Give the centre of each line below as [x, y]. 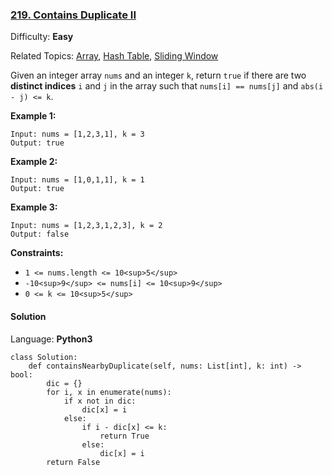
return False [73, 462]
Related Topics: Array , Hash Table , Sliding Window [114, 56]
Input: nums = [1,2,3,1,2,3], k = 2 [86, 226]
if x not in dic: [100, 401]
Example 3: [34, 207]
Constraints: [37, 253]
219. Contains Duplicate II [73, 15]
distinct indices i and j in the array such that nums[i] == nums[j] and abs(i [167, 86]
